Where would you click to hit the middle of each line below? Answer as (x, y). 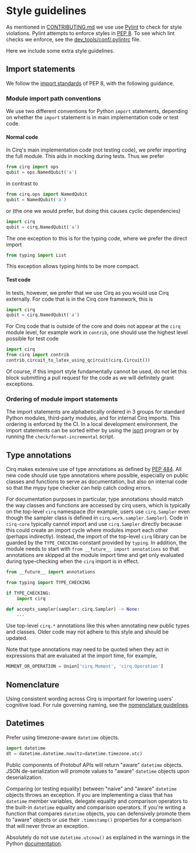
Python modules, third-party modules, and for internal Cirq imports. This (93, 418)
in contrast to (22, 183)
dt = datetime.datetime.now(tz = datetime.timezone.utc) (74, 754)
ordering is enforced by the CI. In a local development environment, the (92, 424)
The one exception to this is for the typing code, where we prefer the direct (97, 238)
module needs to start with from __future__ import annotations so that (93, 549)
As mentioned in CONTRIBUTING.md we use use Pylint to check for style (94, 27)
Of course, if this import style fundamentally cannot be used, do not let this (97, 371)
